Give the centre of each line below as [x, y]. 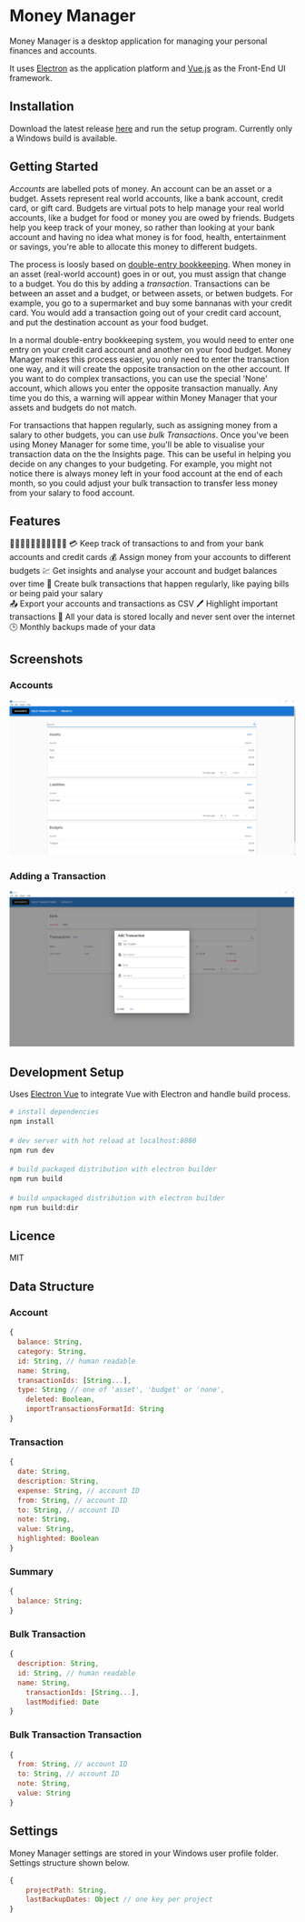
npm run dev [32, 1150]
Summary [32, 1571]
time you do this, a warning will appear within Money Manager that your [143, 397]
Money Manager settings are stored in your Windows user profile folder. [144, 1853]
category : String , [53, 1351]
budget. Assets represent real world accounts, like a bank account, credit [147, 198]
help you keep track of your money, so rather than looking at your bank [142, 227]
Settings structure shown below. [69, 1862]
